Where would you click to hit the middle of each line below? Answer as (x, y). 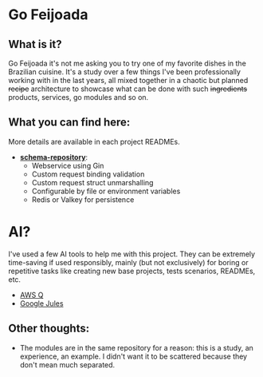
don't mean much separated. (67, 364)
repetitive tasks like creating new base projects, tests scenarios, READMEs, (132, 271)
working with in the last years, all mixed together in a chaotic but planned (128, 80)
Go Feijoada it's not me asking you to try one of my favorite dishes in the (128, 63)
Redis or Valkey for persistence (83, 199)
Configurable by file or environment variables (106, 191)
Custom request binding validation (88, 174)
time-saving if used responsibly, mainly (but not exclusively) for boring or (128, 262)
